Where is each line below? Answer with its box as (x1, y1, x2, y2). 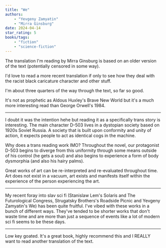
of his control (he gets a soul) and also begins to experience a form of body (5, 152, 159, 159)
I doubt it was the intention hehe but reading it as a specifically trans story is (5, 117, 161, 123)
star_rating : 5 (5, 30, 37, 35)
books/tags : (5, 35, 30, 40)
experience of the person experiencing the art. (5, 178, 100, 184)
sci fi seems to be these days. (5, 219, 66, 225)
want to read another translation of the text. (5, 238, 94, 244)
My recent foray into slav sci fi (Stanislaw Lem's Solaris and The (5, 192, 136, 198)
